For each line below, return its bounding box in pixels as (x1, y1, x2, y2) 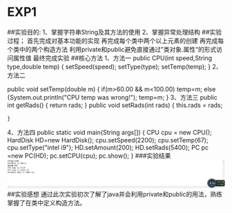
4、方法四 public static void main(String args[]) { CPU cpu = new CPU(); (7, 128, 213, 136)
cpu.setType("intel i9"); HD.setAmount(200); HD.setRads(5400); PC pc (7, 143, 209, 151)
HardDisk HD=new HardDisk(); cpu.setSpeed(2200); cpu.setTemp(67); (7, 136, 209, 144)
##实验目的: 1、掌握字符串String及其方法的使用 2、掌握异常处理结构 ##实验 (7, 28, 222, 36)
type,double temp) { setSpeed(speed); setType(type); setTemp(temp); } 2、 (7, 62, 222, 71)
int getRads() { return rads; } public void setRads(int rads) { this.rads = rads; (7, 101, 223, 109)
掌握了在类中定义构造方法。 (7, 198, 86, 207)
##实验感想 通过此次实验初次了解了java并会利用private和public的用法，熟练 (7, 189, 223, 198)
